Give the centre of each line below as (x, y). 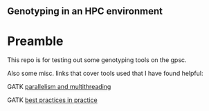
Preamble (35, 41)
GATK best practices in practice (53, 100)
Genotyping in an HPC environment (85, 11)
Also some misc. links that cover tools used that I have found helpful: (105, 73)
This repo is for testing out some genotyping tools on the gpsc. (97, 60)
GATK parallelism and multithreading (59, 87)
